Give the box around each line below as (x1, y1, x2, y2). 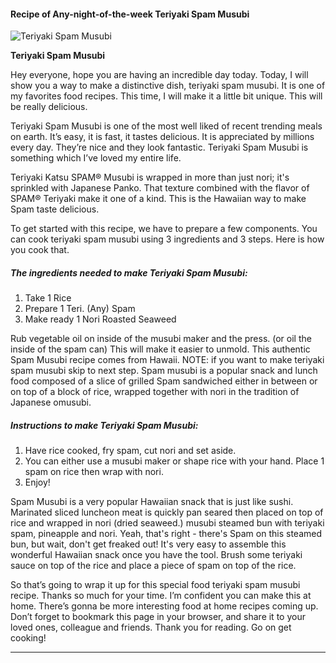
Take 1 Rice (24, 292, 72, 304)
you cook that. (10, 244, 70, 256)
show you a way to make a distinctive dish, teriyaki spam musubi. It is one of (10, 80, 326, 92)
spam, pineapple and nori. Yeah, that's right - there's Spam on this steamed (10, 528, 322, 540)
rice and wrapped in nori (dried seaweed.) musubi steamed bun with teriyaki (10, 517, 325, 529)
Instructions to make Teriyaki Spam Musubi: (10, 419, 199, 431)
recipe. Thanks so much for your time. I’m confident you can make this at (10, 590, 312, 602)
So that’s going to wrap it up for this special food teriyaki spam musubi (10, 579, 301, 591)
